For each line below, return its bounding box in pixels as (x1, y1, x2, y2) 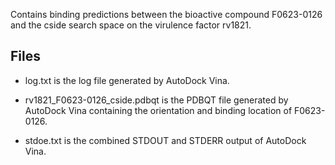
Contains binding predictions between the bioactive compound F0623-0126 (10, 9, 323, 20)
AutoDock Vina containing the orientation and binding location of (24, 104, 293, 116)
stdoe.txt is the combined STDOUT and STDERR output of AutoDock (24, 134, 307, 146)
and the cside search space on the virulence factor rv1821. (10, 19, 252, 31)
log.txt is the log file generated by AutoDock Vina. (24, 74, 230, 86)
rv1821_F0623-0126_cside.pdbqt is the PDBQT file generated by (24, 94, 289, 106)
